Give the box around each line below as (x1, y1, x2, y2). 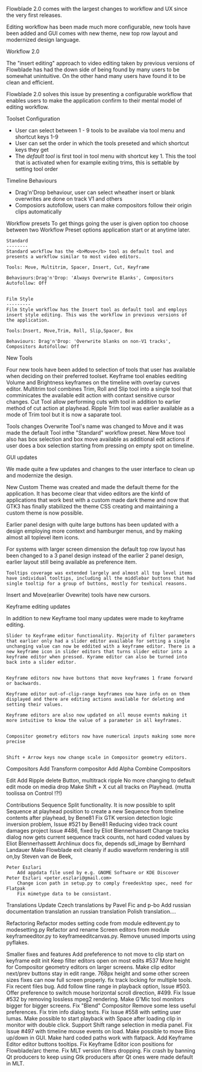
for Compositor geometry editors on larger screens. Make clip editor (6, 964, 176, 970)
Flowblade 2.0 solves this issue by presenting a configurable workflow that (6, 91, 192, 97)
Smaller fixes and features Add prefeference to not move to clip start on (6, 950, 185, 958)
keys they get (14, 146, 49, 153)
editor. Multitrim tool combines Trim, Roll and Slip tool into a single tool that (6, 385, 192, 392)
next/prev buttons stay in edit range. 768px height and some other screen (6, 970, 190, 977)
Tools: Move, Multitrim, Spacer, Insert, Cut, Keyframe (6, 264, 150, 270)
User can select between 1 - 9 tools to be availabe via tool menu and (14, 127, 185, 134)
